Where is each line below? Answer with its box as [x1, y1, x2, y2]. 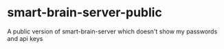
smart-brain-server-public [7, 5, 163, 20]
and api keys [7, 34, 43, 42]
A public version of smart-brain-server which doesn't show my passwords [7, 27, 218, 35]
